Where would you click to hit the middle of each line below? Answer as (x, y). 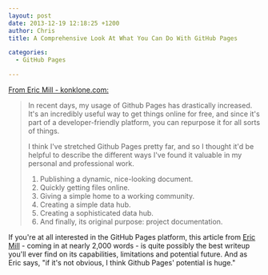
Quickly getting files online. (85, 188)
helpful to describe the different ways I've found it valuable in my (135, 155)
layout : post (30, 16)
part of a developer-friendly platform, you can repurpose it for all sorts (144, 122)
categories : (28, 53)
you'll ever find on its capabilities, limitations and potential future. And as (128, 254)
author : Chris (32, 30)
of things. (44, 131)
